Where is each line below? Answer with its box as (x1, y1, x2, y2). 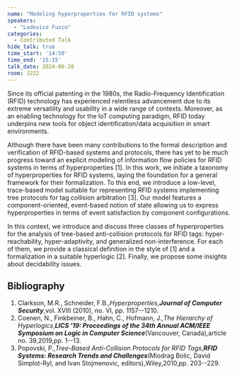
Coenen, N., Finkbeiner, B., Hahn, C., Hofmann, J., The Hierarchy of (17, 314, 214, 322)
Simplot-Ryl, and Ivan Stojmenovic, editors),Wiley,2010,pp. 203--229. (17, 359, 221, 368)
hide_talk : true (7, 43, 55, 50)
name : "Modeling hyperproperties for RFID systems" (7, 10, 163, 18)
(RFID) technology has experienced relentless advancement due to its (7, 96, 211, 105)
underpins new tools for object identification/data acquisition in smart (7, 119, 210, 127)
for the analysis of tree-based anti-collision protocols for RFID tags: (7, 229, 204, 238)
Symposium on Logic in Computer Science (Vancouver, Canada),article (17, 329, 227, 337)
